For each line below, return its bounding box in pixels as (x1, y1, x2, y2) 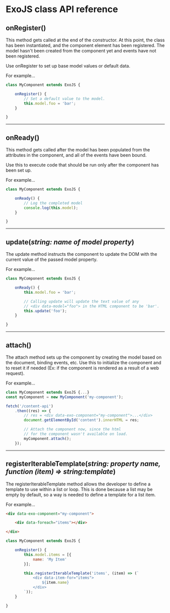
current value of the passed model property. (6, 256, 98, 263)
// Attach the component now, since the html (24, 427, 122, 432)
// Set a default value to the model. (24, 96, 105, 101)
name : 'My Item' (32, 556, 67, 562)
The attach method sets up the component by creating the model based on (6, 354, 162, 360)
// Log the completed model (24, 200, 83, 205)
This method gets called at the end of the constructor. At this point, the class (6, 37, 165, 43)
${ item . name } (41, 580, 70, 585)
